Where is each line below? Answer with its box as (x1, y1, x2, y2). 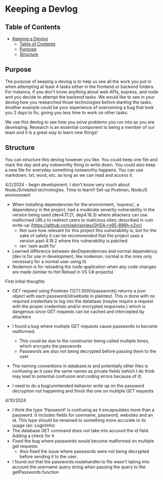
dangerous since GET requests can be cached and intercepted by (12, 309, 145, 314)
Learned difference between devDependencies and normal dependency (12, 248, 158, 254)
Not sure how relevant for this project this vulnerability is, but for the (19, 227, 157, 233)
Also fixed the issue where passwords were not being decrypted (19, 448, 149, 454)
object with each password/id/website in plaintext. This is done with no (12, 293, 155, 299)
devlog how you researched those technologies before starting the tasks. (5, 99, 153, 105)
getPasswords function (12, 469, 59, 475)
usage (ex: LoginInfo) (12, 422, 55, 428)
